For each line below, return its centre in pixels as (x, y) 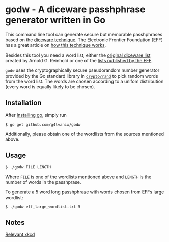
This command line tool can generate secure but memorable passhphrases (84, 34)
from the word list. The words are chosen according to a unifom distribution (84, 81)
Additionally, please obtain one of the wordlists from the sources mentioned (85, 134)
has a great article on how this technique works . (56, 45)
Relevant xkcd (20, 235)
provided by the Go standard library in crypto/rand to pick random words (82, 76)
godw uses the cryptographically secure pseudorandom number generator (82, 70)
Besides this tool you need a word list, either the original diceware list (78, 55)
